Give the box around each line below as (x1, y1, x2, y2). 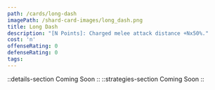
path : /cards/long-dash (7, 10, 77, 17)
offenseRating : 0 (7, 43, 58, 50)
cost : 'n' (7, 36, 37, 43)
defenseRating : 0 (7, 50, 58, 57)
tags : (7, 56, 23, 63)
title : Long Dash (7, 23, 58, 30)
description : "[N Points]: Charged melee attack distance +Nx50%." (7, 29, 209, 37)
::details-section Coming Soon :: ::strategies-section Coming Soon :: (7, 75, 205, 83)
